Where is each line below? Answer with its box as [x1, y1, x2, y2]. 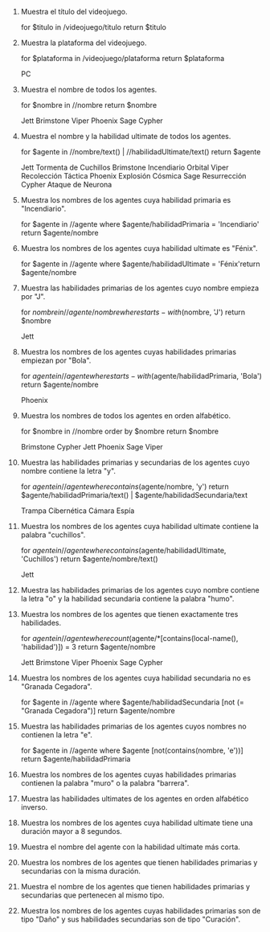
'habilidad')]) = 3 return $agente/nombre [20, 643, 156, 651]
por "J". [20, 292, 46, 301]
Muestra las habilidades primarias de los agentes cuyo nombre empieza [20, 283, 260, 293]
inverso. [20, 803, 48, 811]
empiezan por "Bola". [20, 355, 92, 365]
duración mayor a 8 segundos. [20, 827, 123, 836]
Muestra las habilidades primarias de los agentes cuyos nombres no [20, 721, 247, 731]
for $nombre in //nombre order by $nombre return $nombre [20, 426, 219, 436]
